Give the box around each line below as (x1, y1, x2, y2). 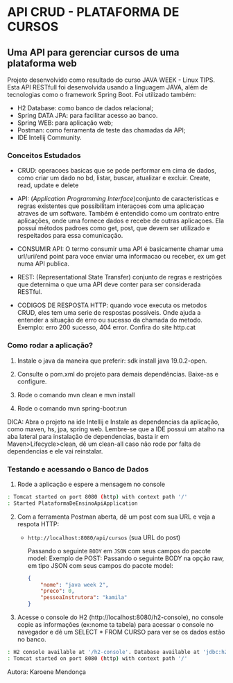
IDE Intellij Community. (17, 133, 82, 141)
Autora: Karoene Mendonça (7, 667, 87, 676)
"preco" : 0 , (40, 587, 75, 595)
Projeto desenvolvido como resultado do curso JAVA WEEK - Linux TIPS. (7, 76, 215, 84)
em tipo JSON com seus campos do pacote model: (27, 561, 173, 569)
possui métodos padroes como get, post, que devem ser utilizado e (17, 224, 210, 232)
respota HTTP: (17, 519, 60, 528)
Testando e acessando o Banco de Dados (7, 464, 149, 474)
